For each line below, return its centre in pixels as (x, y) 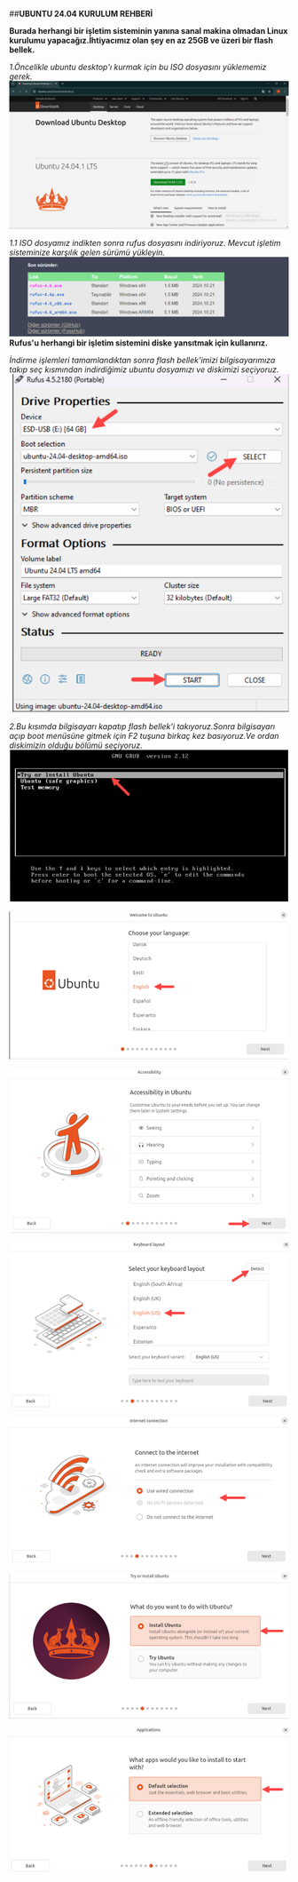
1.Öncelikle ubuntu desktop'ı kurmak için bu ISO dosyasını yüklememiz (138, 67)
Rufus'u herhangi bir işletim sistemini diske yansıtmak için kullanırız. (139, 343)
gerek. (21, 76)
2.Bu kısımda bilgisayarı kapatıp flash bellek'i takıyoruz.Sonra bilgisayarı (142, 727)
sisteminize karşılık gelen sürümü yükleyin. (87, 252)
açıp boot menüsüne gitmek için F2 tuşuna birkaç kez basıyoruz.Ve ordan (144, 736)
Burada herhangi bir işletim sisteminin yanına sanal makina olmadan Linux (149, 31)
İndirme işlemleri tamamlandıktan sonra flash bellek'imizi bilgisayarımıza (142, 360)
